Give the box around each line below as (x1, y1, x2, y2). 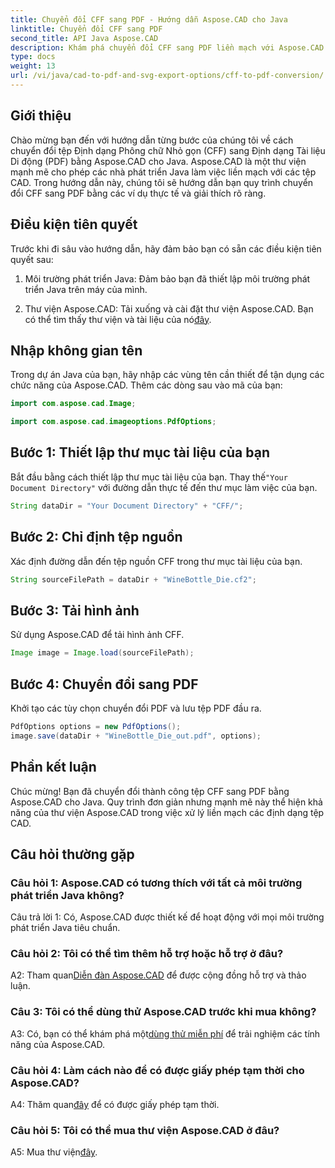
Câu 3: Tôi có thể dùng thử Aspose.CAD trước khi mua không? (10, 1005, 317, 1019)
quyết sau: (10, 253, 54, 265)
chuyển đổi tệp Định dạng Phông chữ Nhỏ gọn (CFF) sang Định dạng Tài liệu (10, 144, 326, 156)
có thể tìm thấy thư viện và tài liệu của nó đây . (24, 313, 212, 325)
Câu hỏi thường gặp (10, 846, 135, 863)
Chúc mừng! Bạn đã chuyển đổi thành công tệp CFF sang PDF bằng (10, 785, 290, 797)
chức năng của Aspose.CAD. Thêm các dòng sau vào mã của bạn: (10, 379, 283, 391)
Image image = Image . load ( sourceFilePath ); (10, 648, 195, 658)
